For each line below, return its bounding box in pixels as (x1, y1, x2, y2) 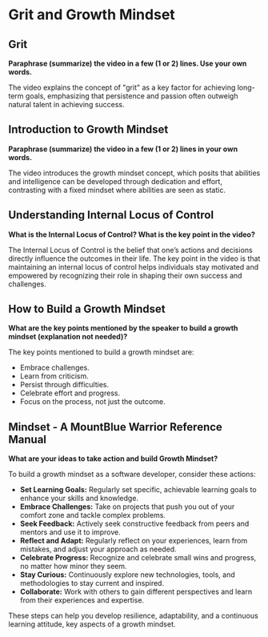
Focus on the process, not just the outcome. (19, 397, 166, 407)
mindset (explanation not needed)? (8, 332, 128, 342)
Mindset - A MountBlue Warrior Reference (8, 420, 222, 434)
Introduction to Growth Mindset (8, 122, 169, 137)
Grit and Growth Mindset (8, 6, 176, 24)
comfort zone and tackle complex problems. (19, 511, 166, 520)
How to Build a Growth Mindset (8, 302, 166, 316)
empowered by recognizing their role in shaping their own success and (8, 270, 242, 280)
